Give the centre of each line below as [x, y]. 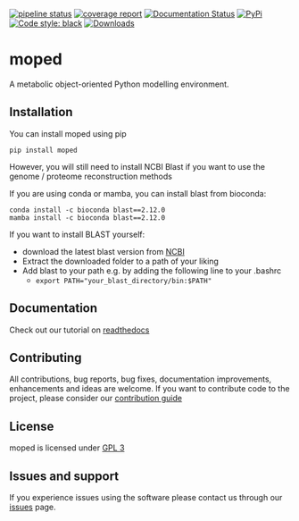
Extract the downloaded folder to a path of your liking [120, 261]
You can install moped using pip [68, 133]
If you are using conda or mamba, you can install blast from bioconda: [138, 193]
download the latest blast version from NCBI [103, 251]
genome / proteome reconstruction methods [91, 176]
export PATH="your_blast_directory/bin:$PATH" [124, 281]
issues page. [33, 507]
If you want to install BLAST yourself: [77, 234]
